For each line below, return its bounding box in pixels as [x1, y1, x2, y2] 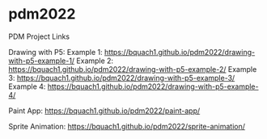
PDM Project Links [8, 32, 70, 41]
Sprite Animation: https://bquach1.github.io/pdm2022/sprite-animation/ [8, 121, 245, 131]
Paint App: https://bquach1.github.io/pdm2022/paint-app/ [8, 106, 201, 116]
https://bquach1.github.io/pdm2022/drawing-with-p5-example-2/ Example [8, 64, 257, 74]
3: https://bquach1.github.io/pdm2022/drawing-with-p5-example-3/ [8, 73, 235, 82]
